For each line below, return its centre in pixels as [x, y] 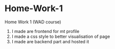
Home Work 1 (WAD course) [33, 22]
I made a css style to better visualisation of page [61, 36]
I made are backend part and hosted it [50, 41]
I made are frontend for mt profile [45, 31]
